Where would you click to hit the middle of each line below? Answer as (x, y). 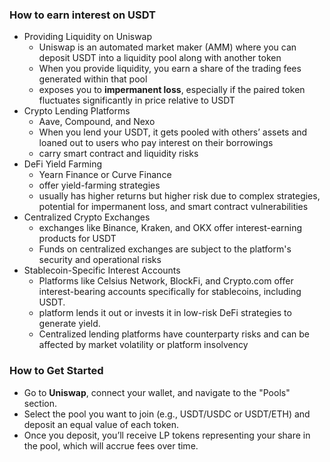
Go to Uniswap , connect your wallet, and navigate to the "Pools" (157, 392)
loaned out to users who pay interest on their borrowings (156, 143)
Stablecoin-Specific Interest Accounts (102, 270)
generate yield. (69, 324)
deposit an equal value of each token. (101, 424)
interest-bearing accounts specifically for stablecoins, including (170, 292)
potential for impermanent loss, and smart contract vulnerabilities (173, 207)
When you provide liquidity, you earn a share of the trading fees (170, 69)
